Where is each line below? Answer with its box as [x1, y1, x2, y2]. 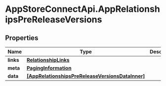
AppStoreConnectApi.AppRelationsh [5, 3, 161, 15]
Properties [5, 34, 39, 42]
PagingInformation [26, 65, 72, 71]
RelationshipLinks [26, 57, 70, 63]
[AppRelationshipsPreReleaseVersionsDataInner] [26, 73, 145, 80]
